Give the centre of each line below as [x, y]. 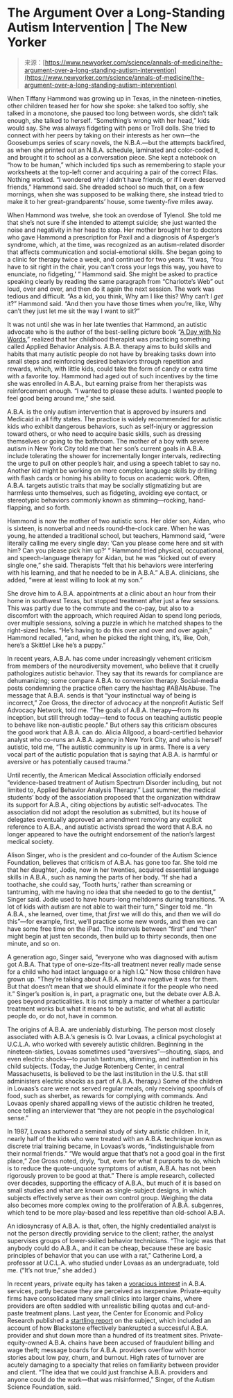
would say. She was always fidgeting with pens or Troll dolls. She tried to [111, 128]
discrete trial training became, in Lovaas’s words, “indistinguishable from [111, 1146]
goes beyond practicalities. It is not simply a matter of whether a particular [113, 1001]
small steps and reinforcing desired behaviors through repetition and [105, 361]
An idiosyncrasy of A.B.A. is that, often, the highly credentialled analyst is [112, 1226]
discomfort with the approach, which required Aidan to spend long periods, [114, 615]
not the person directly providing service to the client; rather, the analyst [110, 1233]
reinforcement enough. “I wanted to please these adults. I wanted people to [115, 391]
